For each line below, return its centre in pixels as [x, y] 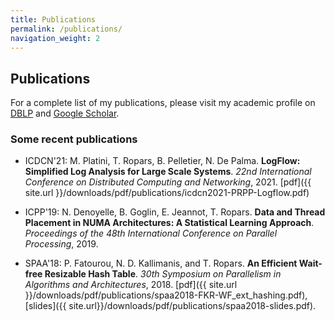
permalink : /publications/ [66, 29]
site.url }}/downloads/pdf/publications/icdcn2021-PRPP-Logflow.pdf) [167, 193]
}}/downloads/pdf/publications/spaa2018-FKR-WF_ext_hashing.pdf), [166, 295]
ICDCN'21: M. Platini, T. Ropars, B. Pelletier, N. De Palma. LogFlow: [162, 161]
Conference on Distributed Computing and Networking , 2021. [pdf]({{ [168, 182]
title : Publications [53, 19]
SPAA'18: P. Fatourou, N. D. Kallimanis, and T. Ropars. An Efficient [161, 263]
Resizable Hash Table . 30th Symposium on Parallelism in [163, 274]
